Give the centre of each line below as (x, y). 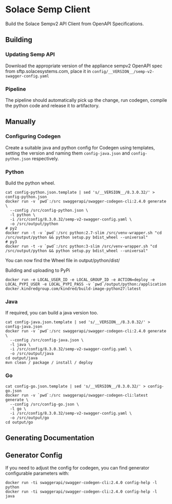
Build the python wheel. (30, 183)
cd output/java (22, 358)
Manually (21, 122)
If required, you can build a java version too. (52, 313)
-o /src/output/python (34, 224)
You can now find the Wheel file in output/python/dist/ (63, 260)
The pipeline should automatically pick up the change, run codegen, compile (86, 100)
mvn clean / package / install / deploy (49, 363)
